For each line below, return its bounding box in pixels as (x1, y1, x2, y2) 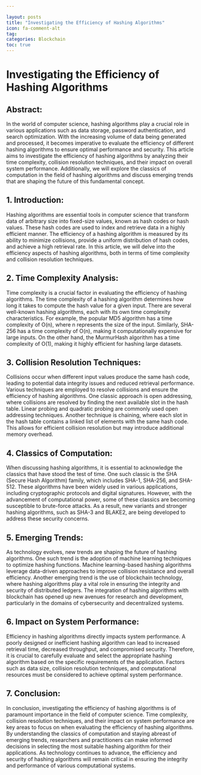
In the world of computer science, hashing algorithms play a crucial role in (6, 121, 190, 127)
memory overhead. (6, 430, 53, 438)
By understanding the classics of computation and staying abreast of (6, 730, 177, 737)
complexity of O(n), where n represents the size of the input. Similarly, (6, 321, 180, 328)
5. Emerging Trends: (6, 532, 84, 543)
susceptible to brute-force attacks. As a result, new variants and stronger (6, 502, 188, 510)
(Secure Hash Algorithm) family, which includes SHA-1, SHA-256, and (6, 477, 178, 484)
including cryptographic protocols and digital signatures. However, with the (6, 490, 192, 497)
